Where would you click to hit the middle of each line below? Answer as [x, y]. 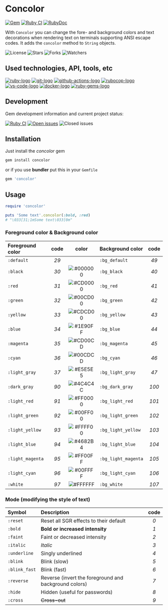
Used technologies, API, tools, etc [59, 68]
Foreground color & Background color [52, 232]
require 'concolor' [25, 206]
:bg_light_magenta [121, 459]
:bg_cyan [110, 358]
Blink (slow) [54, 561]
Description [55, 512]
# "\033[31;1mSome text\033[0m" [39, 220]
